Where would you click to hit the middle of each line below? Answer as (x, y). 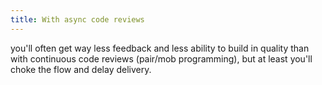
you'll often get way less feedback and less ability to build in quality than (160, 48)
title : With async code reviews (77, 19)
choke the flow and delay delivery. (81, 69)
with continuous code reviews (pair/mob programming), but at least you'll (161, 58)
